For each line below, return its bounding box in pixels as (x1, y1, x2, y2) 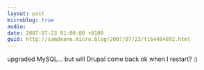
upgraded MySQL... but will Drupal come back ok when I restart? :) (7, 55, 198, 63)
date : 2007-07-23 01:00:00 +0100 (7, 29, 104, 37)
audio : (7, 23, 26, 30)
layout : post (7, 10, 45, 17)
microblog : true (7, 17, 54, 24)
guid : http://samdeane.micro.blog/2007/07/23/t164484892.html (7, 36, 191, 43)
